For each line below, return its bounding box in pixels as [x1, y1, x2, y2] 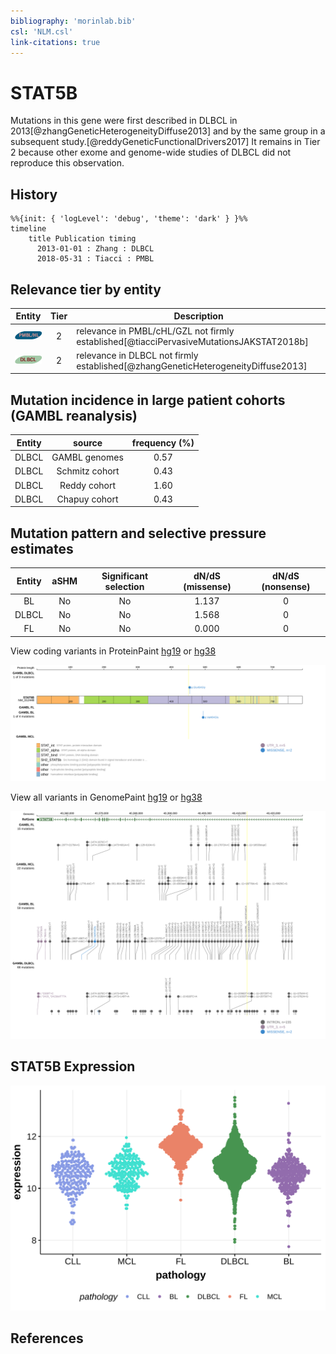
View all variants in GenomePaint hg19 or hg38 [10, 791, 203, 803]
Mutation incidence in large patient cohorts [10, 391, 286, 409]
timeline [10, 224, 47, 234]
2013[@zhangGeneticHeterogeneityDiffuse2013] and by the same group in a [10, 125, 326, 137]
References [10, 1330, 84, 1347]
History [10, 186, 58, 203]
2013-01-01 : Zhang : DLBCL [36, 244, 155, 254]
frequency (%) [131, 436, 195, 449]
